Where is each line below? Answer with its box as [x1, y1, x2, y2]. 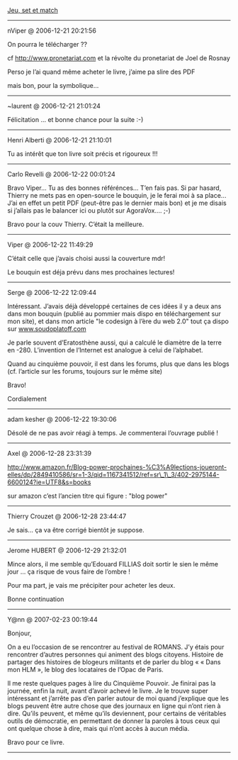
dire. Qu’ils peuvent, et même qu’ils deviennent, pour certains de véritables [7, 709, 227, 717]
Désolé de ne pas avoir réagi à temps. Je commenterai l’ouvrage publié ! [7, 429, 218, 437]
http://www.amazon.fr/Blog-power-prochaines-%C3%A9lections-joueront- [7, 463, 227, 471]
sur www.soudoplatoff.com [7, 325, 86, 332]
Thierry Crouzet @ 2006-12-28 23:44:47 [7, 512, 127, 520]
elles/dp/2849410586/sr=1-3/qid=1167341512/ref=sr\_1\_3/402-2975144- [7, 471, 220, 479]
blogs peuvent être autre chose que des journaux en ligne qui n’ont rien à [7, 702, 221, 710]
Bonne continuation [7, 595, 64, 603]
